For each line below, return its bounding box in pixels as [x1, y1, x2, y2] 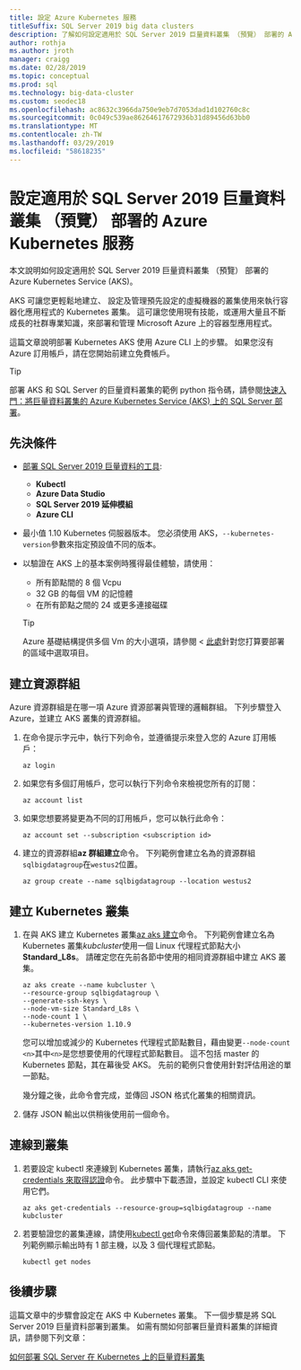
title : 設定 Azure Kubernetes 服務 [9, 13, 137, 22]
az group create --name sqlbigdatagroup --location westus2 [21, 877, 252, 886]
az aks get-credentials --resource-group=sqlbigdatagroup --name [21, 1203, 271, 1213]
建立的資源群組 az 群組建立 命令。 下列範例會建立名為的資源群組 [21, 848, 256, 859]
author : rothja [9, 38, 66, 48]
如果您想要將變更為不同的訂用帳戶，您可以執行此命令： [21, 813, 227, 824]
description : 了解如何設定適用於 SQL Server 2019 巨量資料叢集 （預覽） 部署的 [9, 30, 285, 39]
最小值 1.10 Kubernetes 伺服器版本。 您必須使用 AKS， [21, 527, 223, 539]
